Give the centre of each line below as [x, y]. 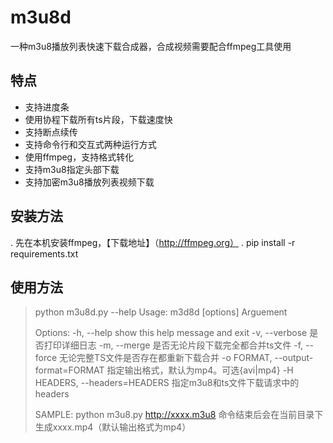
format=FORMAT [69, 370]
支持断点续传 [51, 132]
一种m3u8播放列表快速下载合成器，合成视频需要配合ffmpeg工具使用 [151, 46]
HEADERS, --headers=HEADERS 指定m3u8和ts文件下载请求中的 [167, 383]
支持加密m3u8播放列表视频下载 [89, 182]
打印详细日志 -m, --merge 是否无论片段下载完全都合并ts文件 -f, [173, 345]
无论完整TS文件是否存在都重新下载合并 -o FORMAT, [166, 358]
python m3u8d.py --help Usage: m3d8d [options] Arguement [161, 312]
